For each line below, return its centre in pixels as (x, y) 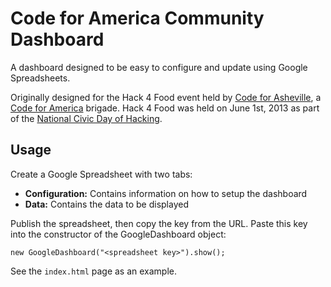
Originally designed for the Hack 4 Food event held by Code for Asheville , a (166, 97)
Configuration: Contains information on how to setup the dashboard (166, 193)
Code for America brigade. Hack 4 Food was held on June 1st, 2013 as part (165, 108)
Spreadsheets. (40, 78)
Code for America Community (137, 18)
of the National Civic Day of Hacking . (86, 118)
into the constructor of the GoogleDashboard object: (118, 234)
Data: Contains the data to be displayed (106, 204)
